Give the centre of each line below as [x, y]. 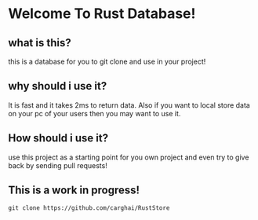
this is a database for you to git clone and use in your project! [107, 61]
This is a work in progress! [74, 191]
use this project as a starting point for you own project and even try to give [129, 157]
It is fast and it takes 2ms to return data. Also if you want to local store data [129, 105]
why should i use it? [58, 86]
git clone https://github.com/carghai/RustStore [89, 208]
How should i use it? [58, 138]
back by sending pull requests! [58, 165]
